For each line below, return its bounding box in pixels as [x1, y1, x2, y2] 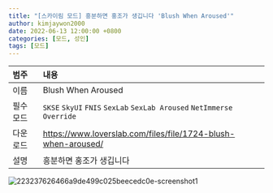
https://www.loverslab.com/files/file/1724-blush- [42, 128, 236, 139]
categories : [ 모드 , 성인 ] [8, 34, 89, 43]
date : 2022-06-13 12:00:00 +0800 [8, 27, 122, 35]
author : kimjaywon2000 [8, 19, 85, 28]
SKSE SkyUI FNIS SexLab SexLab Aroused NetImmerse [42, 103, 233, 113]
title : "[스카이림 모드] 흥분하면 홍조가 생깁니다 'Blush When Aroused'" [8, 11, 234, 20]
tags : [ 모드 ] [8, 42, 50, 50]
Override [42, 112, 77, 122]
